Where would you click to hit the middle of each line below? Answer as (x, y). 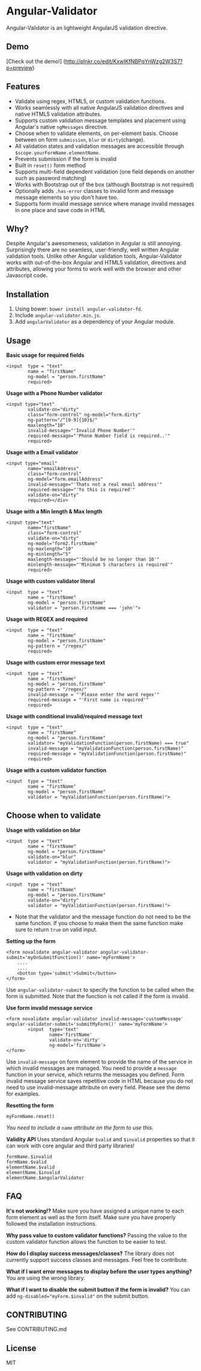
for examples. (23, 1093)
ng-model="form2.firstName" (63, 544)
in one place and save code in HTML (60, 210)
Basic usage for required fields (45, 355)
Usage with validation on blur (43, 830)
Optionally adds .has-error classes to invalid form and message (94, 190)
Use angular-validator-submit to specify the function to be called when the (100, 990)
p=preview (19, 67)
